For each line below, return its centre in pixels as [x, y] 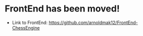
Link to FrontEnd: [30, 22]
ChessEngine [26, 27]
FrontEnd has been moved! [62, 9]
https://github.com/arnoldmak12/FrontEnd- [93, 22]
